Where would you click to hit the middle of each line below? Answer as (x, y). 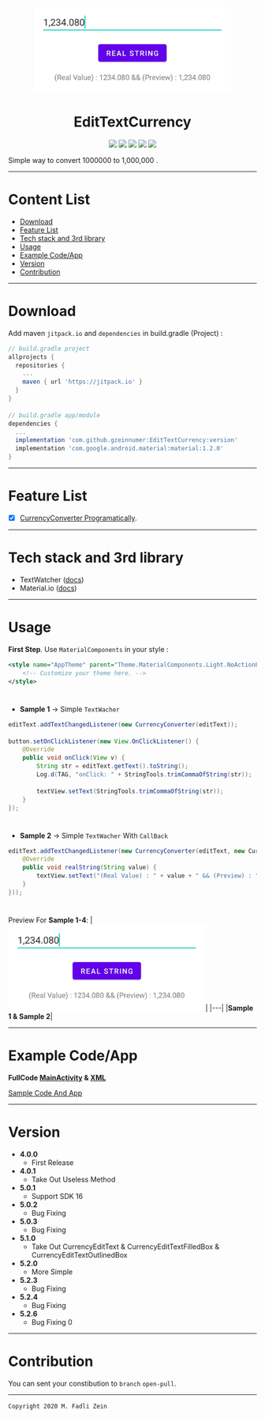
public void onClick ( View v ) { (74, 758)
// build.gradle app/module (54, 415)
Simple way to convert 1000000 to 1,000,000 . (83, 160)
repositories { (40, 365)
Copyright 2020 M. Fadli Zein (58, 1406)
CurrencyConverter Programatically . (78, 518)
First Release (52, 1162)
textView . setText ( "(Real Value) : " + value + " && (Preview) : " (148, 876)
